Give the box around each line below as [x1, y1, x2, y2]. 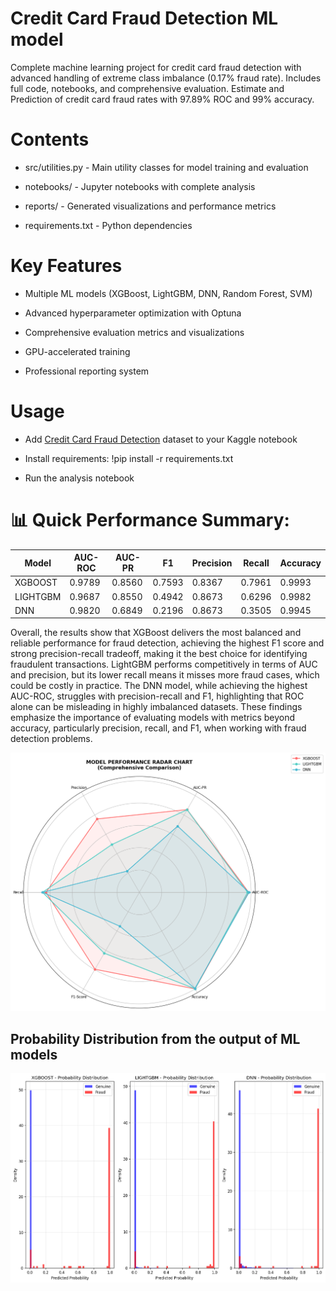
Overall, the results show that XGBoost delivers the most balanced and [10, 627, 302, 639]
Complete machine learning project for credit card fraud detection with [10, 61, 302, 73]
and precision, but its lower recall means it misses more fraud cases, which [10, 669, 320, 681]
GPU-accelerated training [24, 345, 131, 357]
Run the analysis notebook [24, 472, 135, 484]
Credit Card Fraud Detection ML [10, 7, 279, 30]
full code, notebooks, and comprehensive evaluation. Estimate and [10, 82, 285, 94]
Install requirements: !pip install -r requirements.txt [24, 452, 234, 464]
